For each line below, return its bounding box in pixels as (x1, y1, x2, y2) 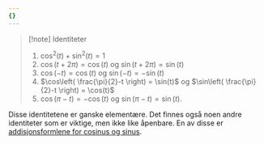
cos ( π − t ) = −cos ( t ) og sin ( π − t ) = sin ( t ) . (40, 94, 182, 104)
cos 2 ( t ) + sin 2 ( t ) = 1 (40, 49, 105, 61)
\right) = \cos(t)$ (58, 86, 115, 95)
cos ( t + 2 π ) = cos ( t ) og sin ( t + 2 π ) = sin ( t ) (40, 60, 185, 70)
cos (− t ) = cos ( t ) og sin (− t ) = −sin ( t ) (40, 68, 164, 78)
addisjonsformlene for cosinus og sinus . (8, 127, 143, 137)
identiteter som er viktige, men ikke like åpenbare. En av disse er (8, 118, 224, 128)
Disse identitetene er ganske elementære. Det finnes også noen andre (8, 110, 242, 120)
